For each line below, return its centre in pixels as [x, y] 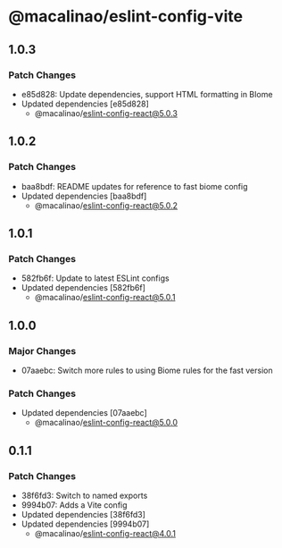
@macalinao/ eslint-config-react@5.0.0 [106, 423]
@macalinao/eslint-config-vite [125, 17]
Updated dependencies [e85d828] [85, 104]
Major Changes [42, 350]
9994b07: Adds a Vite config [74, 505]
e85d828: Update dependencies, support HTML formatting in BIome [147, 94]
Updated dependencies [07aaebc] [84, 413]
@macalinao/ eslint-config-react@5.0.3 [106, 113]
